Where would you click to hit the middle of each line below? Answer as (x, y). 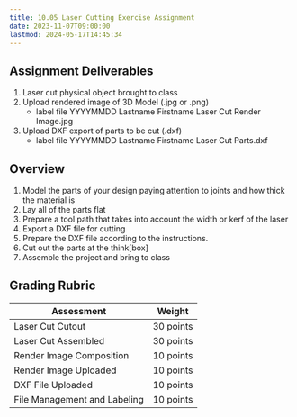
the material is (49, 200)
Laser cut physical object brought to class (100, 93)
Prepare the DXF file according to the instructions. (115, 238)
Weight (173, 311)
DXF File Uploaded (53, 385)
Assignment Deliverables (81, 71)
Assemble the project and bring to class (96, 257)
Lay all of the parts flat (64, 209)
